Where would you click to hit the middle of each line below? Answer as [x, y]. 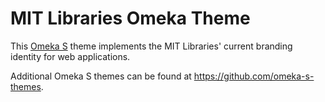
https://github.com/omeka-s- [254, 76]
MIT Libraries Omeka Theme [130, 18]
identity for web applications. [70, 56]
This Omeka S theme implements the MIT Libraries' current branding [151, 46]
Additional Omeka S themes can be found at [101, 76]
